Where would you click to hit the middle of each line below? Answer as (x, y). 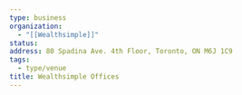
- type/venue (42, 69)
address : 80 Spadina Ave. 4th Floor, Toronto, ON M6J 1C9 (121, 52)
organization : (36, 26)
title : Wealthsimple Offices (64, 77)
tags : (19, 60)
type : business (38, 18)
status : (24, 43)
